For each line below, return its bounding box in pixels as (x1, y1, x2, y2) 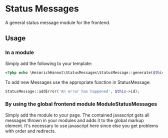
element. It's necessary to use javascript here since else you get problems (5, 122, 158, 128)
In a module (5, 49, 34, 56)
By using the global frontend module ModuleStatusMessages (5, 100, 157, 107)
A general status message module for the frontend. (5, 19, 110, 25)
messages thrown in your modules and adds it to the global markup (5, 117, 144, 123)
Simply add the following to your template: (5, 60, 92, 66)
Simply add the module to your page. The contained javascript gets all (5, 112, 149, 118)
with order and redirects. (5, 128, 56, 134)
